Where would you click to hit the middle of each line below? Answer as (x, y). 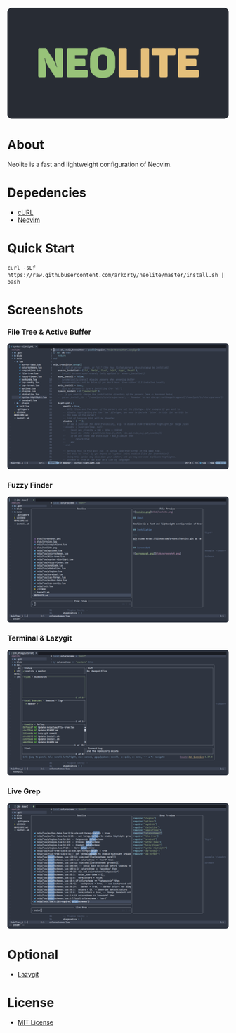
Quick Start (41, 248)
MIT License (35, 1022)
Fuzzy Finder (30, 485)
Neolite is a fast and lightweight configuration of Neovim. (90, 164)
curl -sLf (22, 268)
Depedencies (47, 193)
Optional (33, 955)
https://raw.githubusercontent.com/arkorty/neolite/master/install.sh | (116, 275)
